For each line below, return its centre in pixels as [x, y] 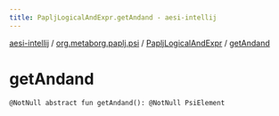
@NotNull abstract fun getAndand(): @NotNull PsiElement [117, 103]
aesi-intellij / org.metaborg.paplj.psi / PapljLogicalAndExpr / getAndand [139, 43]
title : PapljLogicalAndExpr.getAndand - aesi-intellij [113, 17]
